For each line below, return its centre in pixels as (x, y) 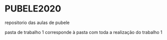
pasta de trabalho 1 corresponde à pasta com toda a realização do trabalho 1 (83, 32)
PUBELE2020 (33, 9)
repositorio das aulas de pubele (37, 22)
